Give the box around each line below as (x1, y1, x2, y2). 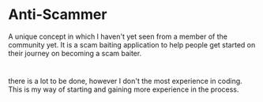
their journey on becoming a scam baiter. (8, 48, 142, 58)
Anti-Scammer (8, 6, 107, 24)
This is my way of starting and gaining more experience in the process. (8, 85, 239, 94)
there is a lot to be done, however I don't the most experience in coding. (8, 77, 242, 86)
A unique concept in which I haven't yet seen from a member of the (8, 32, 227, 41)
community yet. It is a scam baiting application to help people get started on (8, 40, 256, 49)
